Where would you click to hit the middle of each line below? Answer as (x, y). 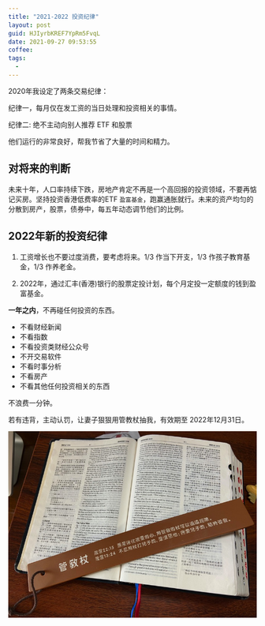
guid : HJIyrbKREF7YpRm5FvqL (54, 33)
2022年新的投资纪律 (58, 236)
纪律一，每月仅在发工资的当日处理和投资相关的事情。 (95, 107)
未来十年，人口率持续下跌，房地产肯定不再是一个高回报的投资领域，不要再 (129, 189)
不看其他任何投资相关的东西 (65, 386)
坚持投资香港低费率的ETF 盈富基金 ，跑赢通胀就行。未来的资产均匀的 (144, 199)
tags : (17, 58)
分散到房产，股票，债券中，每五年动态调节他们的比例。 (98, 208)
